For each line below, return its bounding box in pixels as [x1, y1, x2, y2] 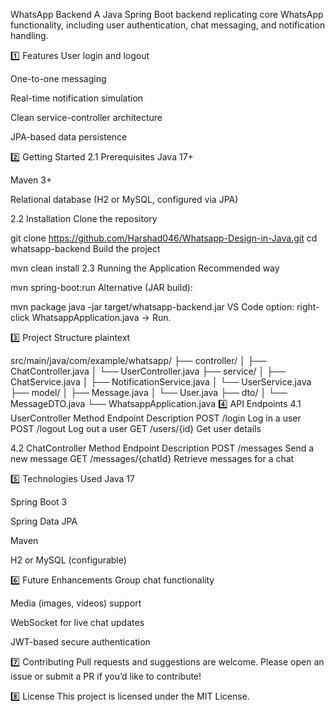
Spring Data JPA [10, 515, 78, 527]
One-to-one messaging [10, 73, 107, 84]
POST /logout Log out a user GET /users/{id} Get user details [10, 423, 262, 434]
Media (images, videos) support [10, 597, 142, 609]
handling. [10, 30, 49, 41]
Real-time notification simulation [10, 92, 144, 104]
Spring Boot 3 [10, 496, 68, 508]
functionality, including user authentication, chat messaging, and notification [10, 19, 326, 31]
